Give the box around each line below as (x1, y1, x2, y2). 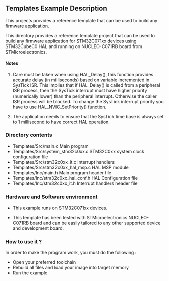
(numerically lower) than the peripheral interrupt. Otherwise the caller (12, 93, 157, 99)
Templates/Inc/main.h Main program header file (12, 170, 112, 176)
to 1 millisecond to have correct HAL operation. (12, 119, 110, 125)
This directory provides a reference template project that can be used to (5, 32, 155, 38)
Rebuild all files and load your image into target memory (12, 264, 129, 270)
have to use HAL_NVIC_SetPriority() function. (12, 104, 107, 110)
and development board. (12, 225, 64, 231)
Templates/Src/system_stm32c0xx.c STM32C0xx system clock (12, 149, 145, 155)
